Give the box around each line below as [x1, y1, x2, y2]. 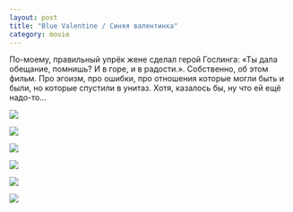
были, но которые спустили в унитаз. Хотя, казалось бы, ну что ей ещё [9, 82, 281, 94]
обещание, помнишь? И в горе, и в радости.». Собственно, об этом [9, 64, 269, 74]
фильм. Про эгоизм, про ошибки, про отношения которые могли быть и [9, 73, 285, 84]
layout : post [9, 13, 58, 22]
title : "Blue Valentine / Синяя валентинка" [9, 21, 178, 30]
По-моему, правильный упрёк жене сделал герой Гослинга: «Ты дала [9, 55, 278, 65]
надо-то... [9, 92, 47, 103]
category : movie [9, 30, 70, 38]
